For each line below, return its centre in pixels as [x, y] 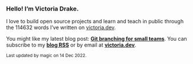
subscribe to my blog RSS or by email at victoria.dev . [71, 45]
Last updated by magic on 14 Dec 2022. [46, 56]
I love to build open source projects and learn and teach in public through [95, 22]
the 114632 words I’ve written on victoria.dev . [61, 27]
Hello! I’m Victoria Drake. [43, 9]
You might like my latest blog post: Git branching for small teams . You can [96, 39]
